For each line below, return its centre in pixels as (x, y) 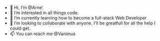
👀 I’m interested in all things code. (44, 13)
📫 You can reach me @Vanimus (42, 34)
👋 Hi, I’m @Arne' (26, 8)
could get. (20, 28)
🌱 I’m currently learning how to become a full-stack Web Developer (78, 18)
